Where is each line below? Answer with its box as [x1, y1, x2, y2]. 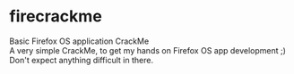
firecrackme [9, 6, 103, 27]
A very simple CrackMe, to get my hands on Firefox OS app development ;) [9, 45, 287, 55]
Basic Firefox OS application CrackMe [9, 36, 150, 46]
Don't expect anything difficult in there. [9, 54, 154, 65]
